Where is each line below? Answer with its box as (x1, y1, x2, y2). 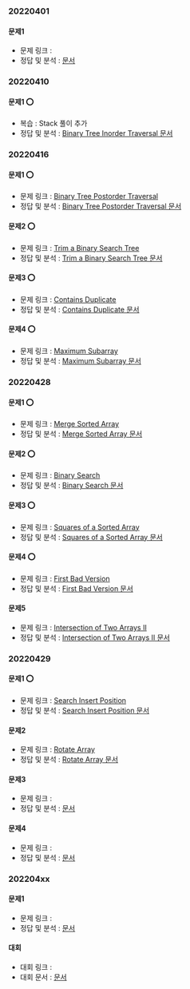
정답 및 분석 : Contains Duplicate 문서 (19, 304, 140, 314)
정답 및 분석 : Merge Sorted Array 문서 (19, 429, 143, 439)
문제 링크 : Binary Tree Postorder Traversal (19, 192, 159, 201)
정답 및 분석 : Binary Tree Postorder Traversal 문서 (19, 201, 182, 211)
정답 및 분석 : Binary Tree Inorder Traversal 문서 (19, 129, 173, 138)
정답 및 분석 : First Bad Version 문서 (19, 583, 133, 593)
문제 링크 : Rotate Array (19, 745, 96, 754)
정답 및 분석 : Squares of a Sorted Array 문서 (19, 532, 164, 542)
